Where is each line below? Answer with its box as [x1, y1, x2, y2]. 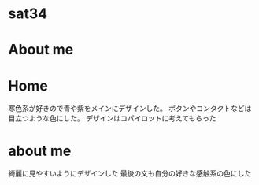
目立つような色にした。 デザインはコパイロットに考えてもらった [8, 113, 216, 123]
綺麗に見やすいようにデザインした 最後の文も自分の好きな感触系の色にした [8, 168, 252, 178]
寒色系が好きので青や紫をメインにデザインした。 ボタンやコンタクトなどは [8, 104, 252, 113]
